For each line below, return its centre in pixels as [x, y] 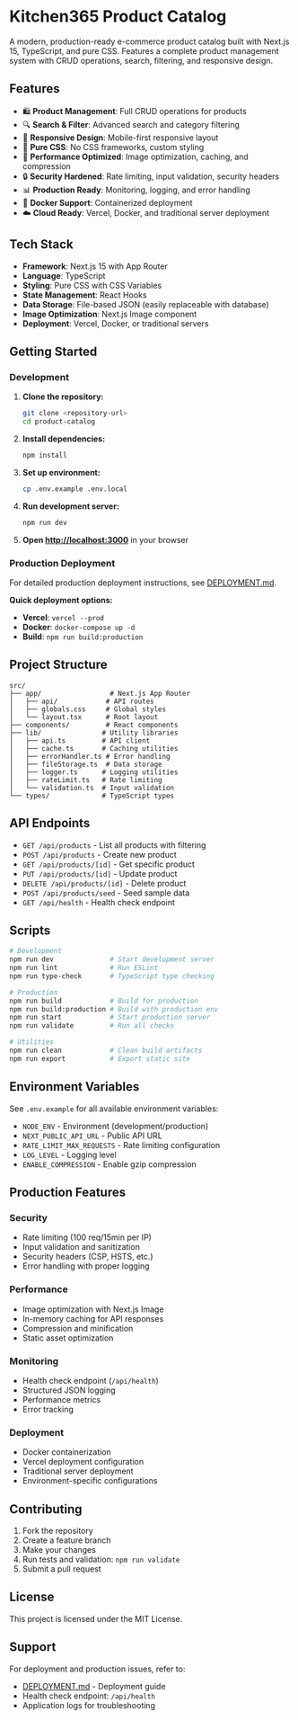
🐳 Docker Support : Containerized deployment [107, 202]
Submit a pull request [61, 1569]
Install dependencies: [64, 439]
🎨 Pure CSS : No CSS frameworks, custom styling [113, 147]
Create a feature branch [66, 1540]
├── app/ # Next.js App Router [100, 693]
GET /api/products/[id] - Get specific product [109, 864]
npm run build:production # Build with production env [114, 1009]
